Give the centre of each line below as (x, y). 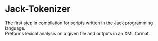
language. (15, 28)
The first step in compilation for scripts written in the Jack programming (79, 23)
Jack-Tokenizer (38, 9)
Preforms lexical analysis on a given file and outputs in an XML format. (78, 33)
